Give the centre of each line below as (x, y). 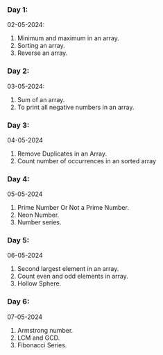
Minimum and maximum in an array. (68, 38)
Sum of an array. (41, 99)
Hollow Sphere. (39, 283)
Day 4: (18, 179)
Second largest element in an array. (68, 269)
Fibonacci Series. (42, 345)
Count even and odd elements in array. (72, 276)
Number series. (39, 222)
